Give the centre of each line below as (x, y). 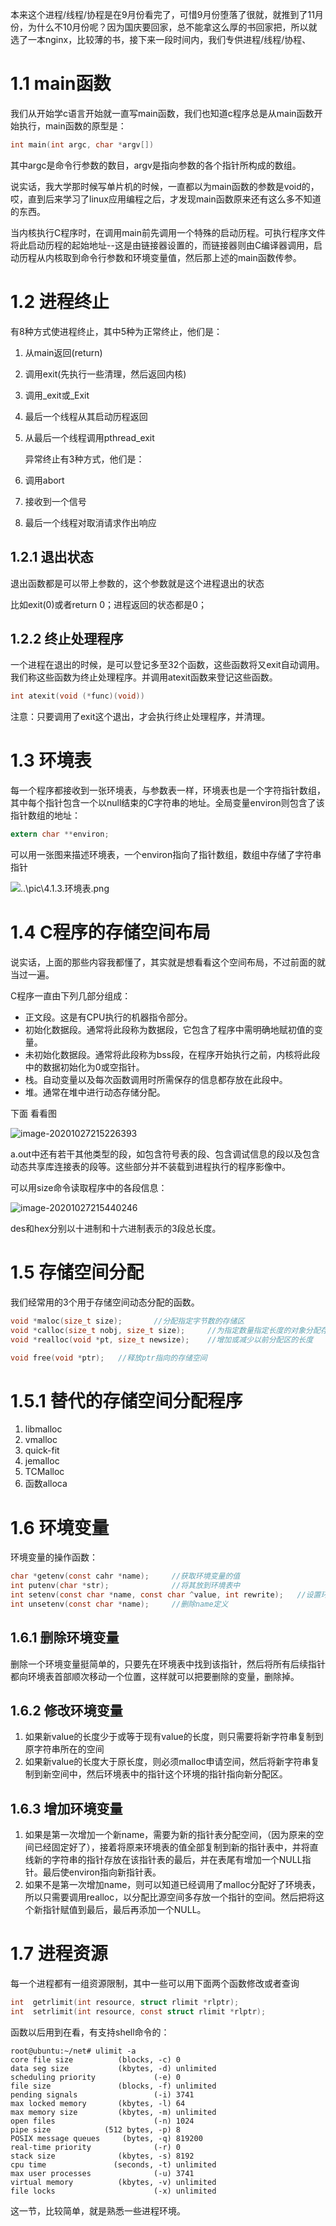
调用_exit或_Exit (57, 395)
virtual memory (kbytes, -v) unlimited (113, 2182)
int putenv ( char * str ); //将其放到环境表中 (125, 1586)
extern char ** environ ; (60, 834)
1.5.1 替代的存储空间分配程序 (126, 1400)
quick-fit (42, 1450)
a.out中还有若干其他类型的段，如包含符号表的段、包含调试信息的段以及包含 (165, 1154)
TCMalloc (44, 1472)
